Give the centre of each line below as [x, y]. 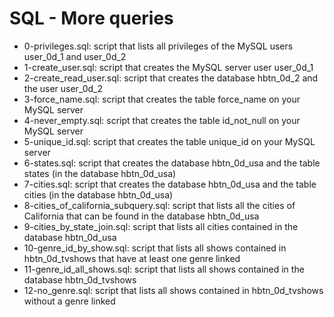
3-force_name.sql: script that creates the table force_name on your [162, 99]
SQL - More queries [91, 18]
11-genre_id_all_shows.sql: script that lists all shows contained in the [164, 269]
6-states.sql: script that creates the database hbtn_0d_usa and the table [172, 163]
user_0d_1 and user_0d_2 [75, 56]
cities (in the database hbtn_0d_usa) [98, 194]
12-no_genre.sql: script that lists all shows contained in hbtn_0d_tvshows [173, 290]
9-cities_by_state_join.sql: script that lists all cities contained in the [161, 226]
